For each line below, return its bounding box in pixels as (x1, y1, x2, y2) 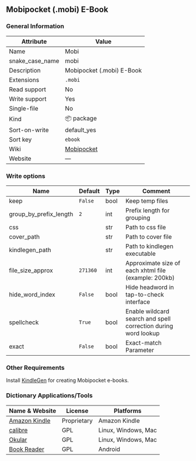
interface (125, 298, 150, 306)
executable (125, 249, 156, 257)
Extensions (9, 75, 40, 84)
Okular (9, 435, 27, 443)
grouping (125, 214, 150, 222)
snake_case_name (9, 57, 60, 65)
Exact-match (125, 339, 162, 347)
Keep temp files (125, 197, 169, 205)
